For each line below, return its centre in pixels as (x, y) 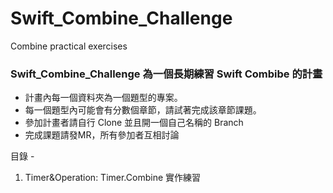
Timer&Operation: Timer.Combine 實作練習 (113, 178)
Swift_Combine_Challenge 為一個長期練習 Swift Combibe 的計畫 (166, 74)
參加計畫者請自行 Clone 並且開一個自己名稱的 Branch (134, 123)
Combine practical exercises (69, 46)
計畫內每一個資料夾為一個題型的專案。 (103, 98)
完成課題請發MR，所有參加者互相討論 (102, 135)
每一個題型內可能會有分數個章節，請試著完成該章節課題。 (143, 110)
